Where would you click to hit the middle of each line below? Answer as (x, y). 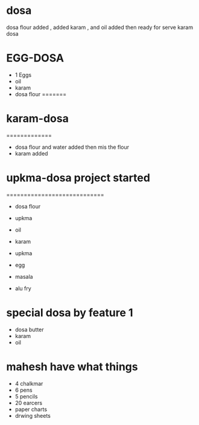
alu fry (23, 288)
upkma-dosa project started (78, 178)
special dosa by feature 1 (70, 313)
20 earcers (29, 403)
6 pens (24, 390)
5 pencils (26, 396)
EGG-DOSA (35, 58)
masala (24, 276)
